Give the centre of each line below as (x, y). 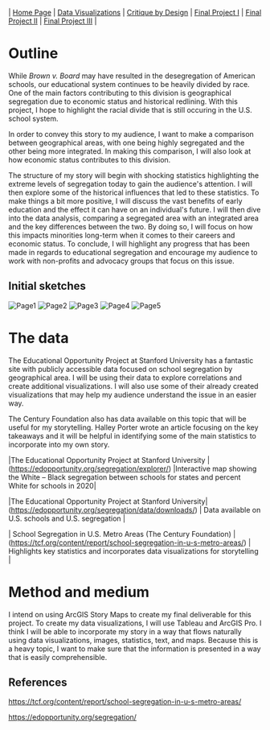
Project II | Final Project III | (53, 21)
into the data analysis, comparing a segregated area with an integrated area (134, 218)
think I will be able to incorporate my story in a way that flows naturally (125, 631)
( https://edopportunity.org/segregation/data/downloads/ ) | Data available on (135, 509)
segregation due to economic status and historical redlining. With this (123, 101)
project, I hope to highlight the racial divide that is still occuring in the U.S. (131, 109)
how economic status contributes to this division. (90, 159)
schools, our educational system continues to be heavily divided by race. (129, 84)
